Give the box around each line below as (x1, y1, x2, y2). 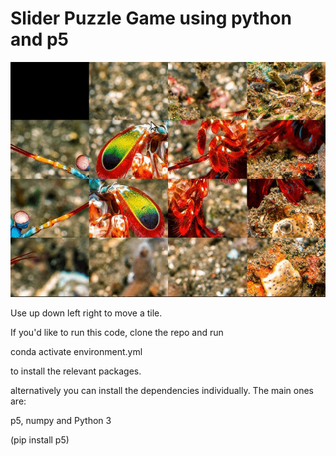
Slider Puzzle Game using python (10, 7, 292, 30)
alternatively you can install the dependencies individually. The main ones (10, 384, 314, 396)
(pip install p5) (10, 433, 70, 446)
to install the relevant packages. (10, 365, 142, 377)
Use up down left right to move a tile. (10, 307, 163, 319)
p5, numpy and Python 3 (10, 414, 112, 426)
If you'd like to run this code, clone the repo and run (10, 326, 224, 338)
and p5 (10, 28, 70, 51)
